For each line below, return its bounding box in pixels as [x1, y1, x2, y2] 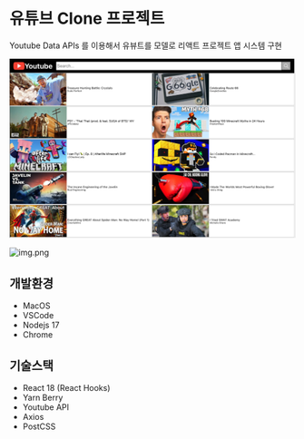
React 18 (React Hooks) [22, 383, 111, 394]
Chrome [22, 329, 54, 340]
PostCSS [22, 421, 56, 432]
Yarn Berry [22, 392, 64, 404]
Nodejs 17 [22, 319, 60, 331]
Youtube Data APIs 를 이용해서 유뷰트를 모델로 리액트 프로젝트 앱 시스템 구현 [9, 40, 283, 51]
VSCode [22, 310, 54, 321]
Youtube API [22, 402, 70, 413]
